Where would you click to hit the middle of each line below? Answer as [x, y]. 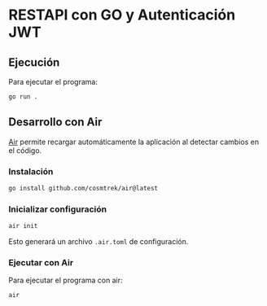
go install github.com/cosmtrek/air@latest [83, 188]
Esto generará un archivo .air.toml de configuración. [98, 242]
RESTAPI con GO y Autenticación [122, 15]
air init [23, 226]
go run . [23, 97]
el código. [25, 150]
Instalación [31, 171]
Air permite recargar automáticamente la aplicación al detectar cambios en [133, 142]
